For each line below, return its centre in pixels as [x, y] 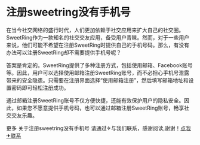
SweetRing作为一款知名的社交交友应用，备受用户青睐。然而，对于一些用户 [98, 37]
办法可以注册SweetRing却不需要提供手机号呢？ [64, 52]
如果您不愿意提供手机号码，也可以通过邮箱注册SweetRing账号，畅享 [100, 108]
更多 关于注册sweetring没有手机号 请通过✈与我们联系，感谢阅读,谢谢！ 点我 [99, 128]
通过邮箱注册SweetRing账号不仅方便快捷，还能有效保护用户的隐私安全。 [95, 100]
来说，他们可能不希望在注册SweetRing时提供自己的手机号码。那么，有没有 [98, 45]
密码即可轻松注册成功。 [40, 87]
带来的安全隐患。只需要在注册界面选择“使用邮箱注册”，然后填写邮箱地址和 [98, 80]
